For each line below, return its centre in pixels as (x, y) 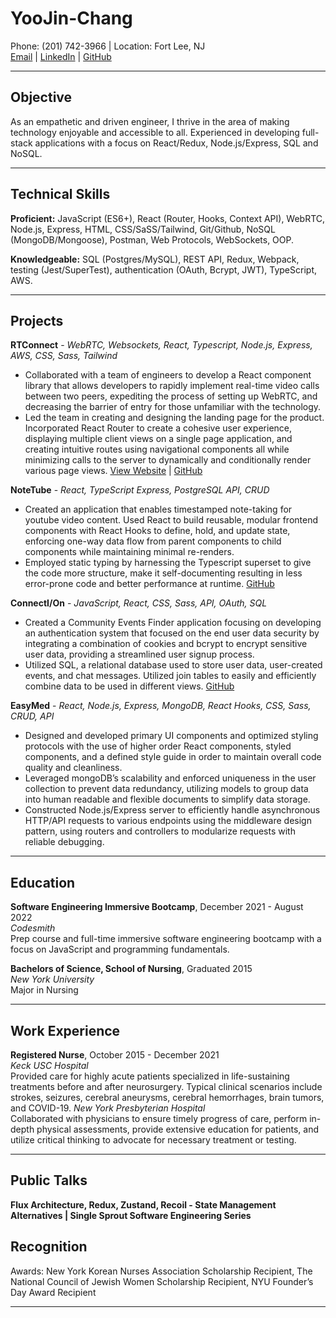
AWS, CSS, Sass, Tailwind (64, 356)
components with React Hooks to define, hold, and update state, (157, 531)
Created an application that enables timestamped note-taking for (158, 509)
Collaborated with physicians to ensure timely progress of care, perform (159, 1118)
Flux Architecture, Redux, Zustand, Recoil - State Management (143, 1204)
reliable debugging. (64, 842)
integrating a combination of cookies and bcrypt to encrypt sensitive (166, 644)
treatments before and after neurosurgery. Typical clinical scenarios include (166, 1086)
